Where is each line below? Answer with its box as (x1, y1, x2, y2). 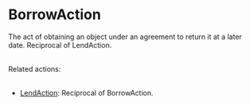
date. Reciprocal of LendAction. (8, 40, 112, 49)
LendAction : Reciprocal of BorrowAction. (19, 87, 154, 97)
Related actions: (8, 64, 61, 73)
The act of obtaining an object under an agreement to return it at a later (8, 32, 243, 41)
